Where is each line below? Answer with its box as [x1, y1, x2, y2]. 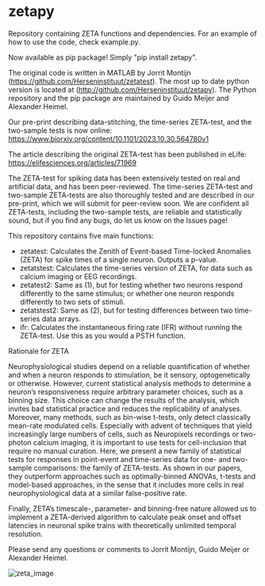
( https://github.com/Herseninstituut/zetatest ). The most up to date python [8, 76, 250, 86]
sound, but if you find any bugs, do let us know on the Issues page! [8, 215, 229, 225]
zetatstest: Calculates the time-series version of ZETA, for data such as [19, 263, 252, 273]
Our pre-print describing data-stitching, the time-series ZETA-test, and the [8, 117, 252, 126]
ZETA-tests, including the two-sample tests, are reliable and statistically [8, 207, 243, 216]
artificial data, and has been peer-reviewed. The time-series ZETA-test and [8, 181, 253, 191]
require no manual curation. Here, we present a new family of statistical [8, 446, 242, 456]
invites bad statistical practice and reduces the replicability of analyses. [8, 404, 242, 413]
